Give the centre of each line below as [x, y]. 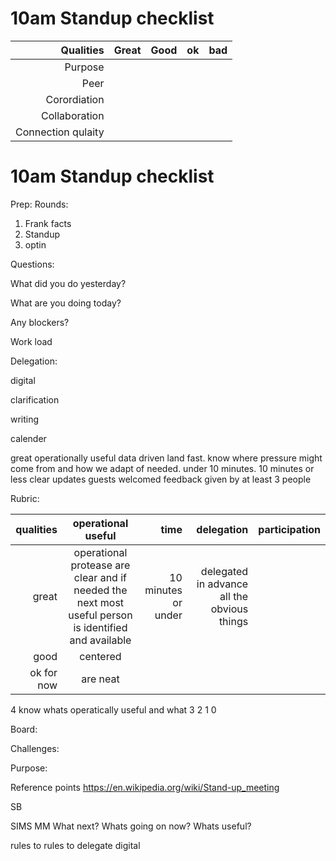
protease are [100, 565]
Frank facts [48, 223]
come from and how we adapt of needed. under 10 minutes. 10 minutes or [162, 468]
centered [100, 656]
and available [100, 640]
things [233, 621]
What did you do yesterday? [68, 283]
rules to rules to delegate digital [75, 845]
